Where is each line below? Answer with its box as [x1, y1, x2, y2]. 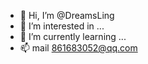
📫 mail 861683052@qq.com [19, 42, 138, 54]
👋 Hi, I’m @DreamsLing [19, 10, 115, 21]
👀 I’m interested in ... [19, 20, 105, 32]
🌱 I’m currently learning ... [19, 31, 127, 42]
